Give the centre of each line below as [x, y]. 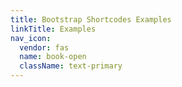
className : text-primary [71, 66]
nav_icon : [31, 38]
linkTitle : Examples [53, 29]
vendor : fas [44, 47]
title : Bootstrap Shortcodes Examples [91, 19]
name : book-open [53, 57]
